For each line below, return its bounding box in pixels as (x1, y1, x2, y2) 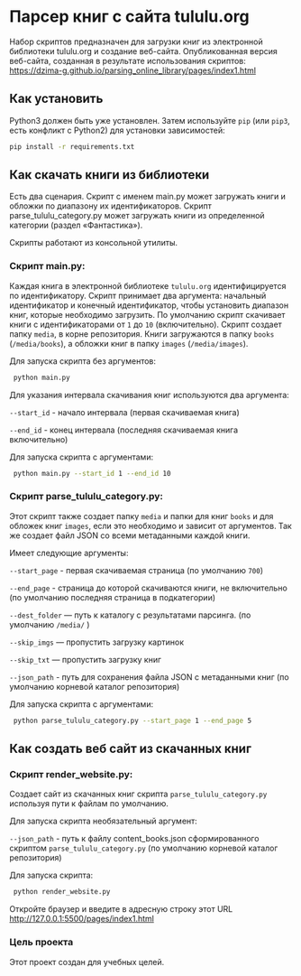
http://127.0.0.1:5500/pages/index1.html (9, 914, 155, 925)
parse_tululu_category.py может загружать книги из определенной (9, 210, 265, 221)
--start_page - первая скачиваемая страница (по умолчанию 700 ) (9, 564, 264, 575)
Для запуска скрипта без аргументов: (9, 355, 156, 367)
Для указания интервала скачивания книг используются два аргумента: (9, 389, 290, 400)
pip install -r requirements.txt (9, 142, 135, 151)
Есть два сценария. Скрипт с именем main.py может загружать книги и (9, 191, 287, 202)
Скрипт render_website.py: (9, 767, 133, 780)
